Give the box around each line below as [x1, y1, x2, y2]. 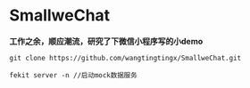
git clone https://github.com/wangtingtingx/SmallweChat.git [9, 53, 242, 62]
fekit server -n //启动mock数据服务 [9, 70, 137, 80]
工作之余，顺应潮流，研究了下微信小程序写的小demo [9, 36, 204, 46]
